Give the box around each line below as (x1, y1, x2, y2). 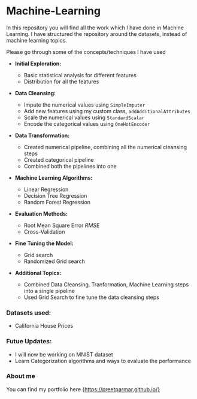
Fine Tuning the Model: (14, 240, 74, 247)
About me (6, 372, 36, 380)
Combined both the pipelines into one (23, 162, 117, 170)
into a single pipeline (23, 287, 75, 294)
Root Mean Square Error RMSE (23, 222, 100, 229)
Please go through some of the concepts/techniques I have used (6, 48, 166, 55)
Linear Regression (23, 186, 69, 193)
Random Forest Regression (23, 198, 91, 205)
